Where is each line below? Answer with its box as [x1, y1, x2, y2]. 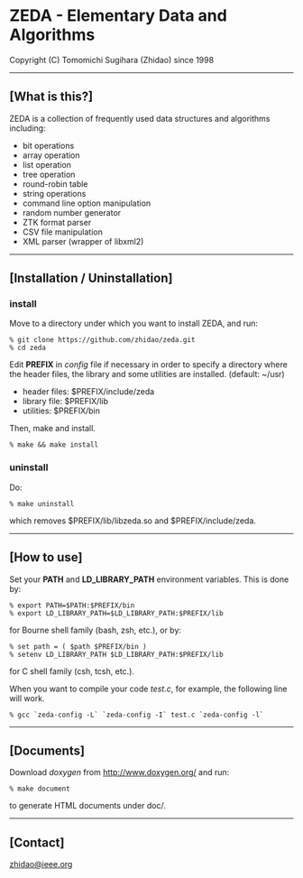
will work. [9, 692, 45, 704]
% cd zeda [9, 344, 47, 353]
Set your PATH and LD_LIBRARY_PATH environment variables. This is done [9, 574, 289, 585]
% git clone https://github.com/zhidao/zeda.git [9, 336, 196, 345]
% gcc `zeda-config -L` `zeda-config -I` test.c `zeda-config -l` [9, 710, 264, 719]
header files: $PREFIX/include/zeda [22, 386, 155, 397]
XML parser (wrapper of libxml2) [22, 236, 144, 246]
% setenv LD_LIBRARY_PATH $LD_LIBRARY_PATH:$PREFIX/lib [9, 650, 224, 659]
